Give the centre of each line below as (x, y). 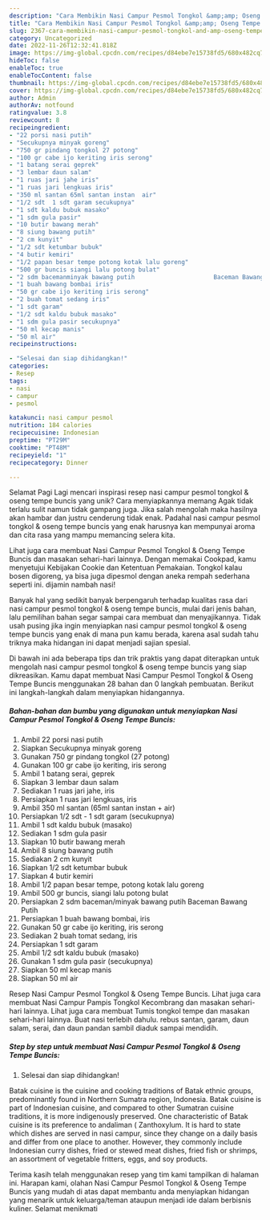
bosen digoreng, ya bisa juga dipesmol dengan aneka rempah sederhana (130, 576)
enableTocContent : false (50, 75)
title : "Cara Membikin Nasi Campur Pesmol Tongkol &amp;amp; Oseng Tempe (135, 23)
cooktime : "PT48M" (40, 447)
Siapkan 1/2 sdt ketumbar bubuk (74, 868)
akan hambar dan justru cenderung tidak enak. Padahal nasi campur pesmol (135, 518)
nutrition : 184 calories (50, 425)
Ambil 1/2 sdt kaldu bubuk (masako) (80, 953)
